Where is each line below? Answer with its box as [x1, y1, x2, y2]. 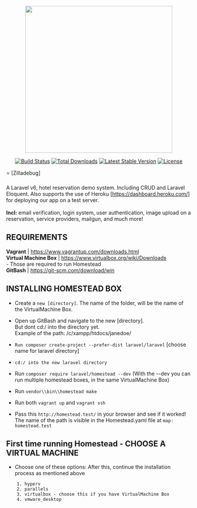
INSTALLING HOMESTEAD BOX [6, 284, 122, 294]
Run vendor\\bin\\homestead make [14, 387, 97, 395]
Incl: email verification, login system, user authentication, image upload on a [6, 209, 191, 216]
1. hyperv [16, 481, 41, 487]
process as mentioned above [14, 470, 85, 477]
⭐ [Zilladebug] [6, 169, 41, 176]
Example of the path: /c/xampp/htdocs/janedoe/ [14, 329, 131, 336]
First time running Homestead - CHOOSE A [6, 439, 166, 449]
